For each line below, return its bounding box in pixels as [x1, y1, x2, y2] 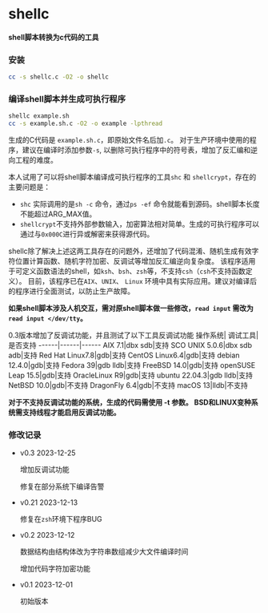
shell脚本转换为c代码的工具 [8, 32, 99, 42]
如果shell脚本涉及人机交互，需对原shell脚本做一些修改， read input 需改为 [8, 304, 254, 313]
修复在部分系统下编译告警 [19, 482, 105, 491]
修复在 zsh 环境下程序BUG [19, 514, 102, 524]
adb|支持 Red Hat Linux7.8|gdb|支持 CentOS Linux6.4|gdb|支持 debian [8, 350, 240, 361]
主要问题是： [8, 182, 50, 192]
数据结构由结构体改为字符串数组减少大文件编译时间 [19, 546, 189, 557]
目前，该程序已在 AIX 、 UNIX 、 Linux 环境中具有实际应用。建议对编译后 [27, 276, 258, 286]
